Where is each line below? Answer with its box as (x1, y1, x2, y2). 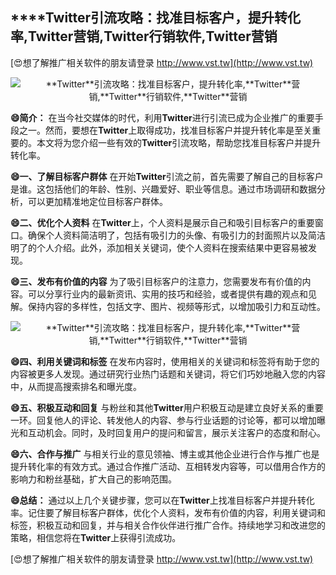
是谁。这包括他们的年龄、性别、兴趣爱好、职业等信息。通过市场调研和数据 (10, 183, 317, 195)
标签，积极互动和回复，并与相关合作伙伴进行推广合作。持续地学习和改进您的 (10, 519, 326, 531)
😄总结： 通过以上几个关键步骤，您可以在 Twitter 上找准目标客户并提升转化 (10, 494, 315, 506)
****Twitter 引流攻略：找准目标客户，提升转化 (10, 9, 302, 27)
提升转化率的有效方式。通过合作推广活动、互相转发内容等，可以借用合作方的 (10, 460, 326, 472)
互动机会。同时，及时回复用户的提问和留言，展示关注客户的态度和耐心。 (27, 426, 326, 438)
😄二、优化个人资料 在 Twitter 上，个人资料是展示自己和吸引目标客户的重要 (10, 216, 315, 228)
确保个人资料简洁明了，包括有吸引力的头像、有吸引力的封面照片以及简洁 (27, 229, 326, 241)
